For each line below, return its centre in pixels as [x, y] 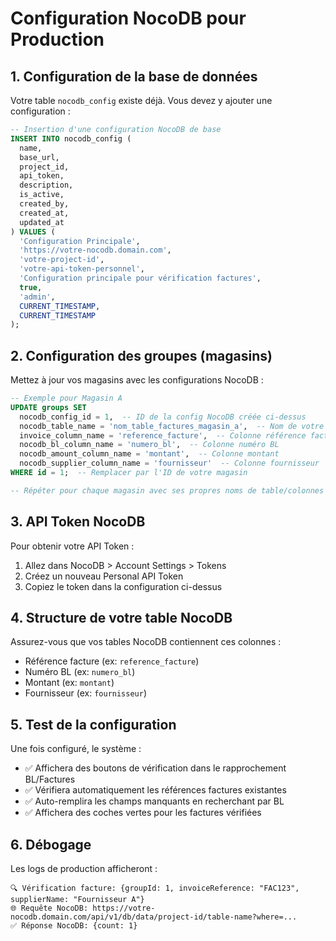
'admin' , [37, 297]
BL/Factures [50, 779]
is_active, [42, 195]
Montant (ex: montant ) [69, 683]
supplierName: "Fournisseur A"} [77, 900]
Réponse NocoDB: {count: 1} [79, 926]
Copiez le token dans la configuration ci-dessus [123, 586]
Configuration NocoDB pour [128, 18]
